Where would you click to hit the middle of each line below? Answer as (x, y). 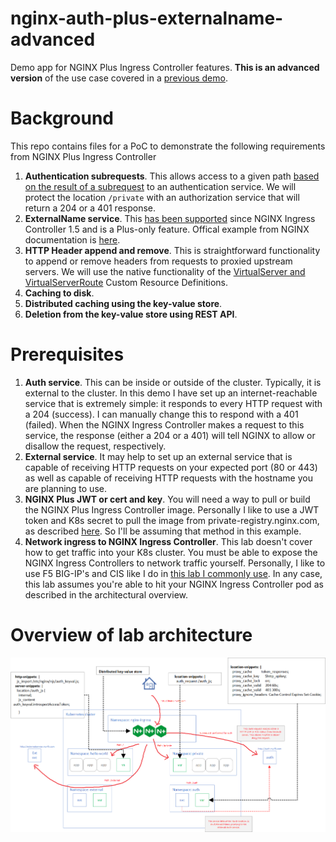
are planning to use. (65, 488)
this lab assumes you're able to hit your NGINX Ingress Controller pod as (174, 584)
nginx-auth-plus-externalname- (147, 18)
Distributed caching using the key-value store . (123, 303)
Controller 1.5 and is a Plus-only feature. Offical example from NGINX (167, 229)
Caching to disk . (59, 293)
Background (62, 118)
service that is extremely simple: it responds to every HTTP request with (173, 403)
